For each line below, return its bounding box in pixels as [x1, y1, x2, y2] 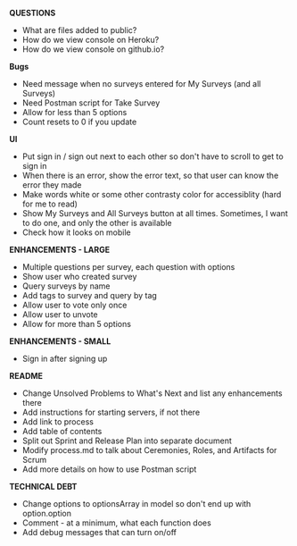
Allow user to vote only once [21, 299, 128, 310]
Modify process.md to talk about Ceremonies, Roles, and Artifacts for [21, 445, 277, 455]
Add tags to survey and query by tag [21, 290, 158, 300]
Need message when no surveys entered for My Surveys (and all [21, 79, 261, 88]
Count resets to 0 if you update [21, 116, 137, 127]
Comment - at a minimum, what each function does [21, 517, 211, 528]
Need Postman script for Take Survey [21, 97, 161, 108]
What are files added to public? [21, 25, 137, 35]
